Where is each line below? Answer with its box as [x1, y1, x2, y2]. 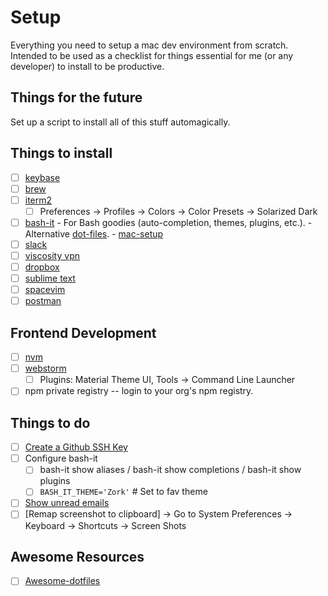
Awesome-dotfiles [24, 575, 101, 587]
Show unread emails [24, 497, 110, 509]
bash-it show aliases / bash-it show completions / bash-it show [39, 464, 302, 476]
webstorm [24, 362, 67, 375]
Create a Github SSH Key [24, 441, 128, 453]
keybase [24, 171, 61, 183]
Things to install [10, 145, 113, 162]
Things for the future [10, 89, 143, 106]
